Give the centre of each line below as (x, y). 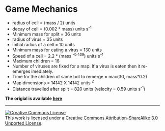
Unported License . (24, 123)
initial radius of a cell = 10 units (43, 44)
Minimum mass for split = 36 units (46, 34)
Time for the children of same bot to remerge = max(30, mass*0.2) (80, 77)
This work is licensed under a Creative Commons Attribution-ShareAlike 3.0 (82, 118)
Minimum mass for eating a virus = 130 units (57, 50)
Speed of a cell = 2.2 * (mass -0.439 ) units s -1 (58, 55)
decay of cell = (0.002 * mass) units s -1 (52, 28)
